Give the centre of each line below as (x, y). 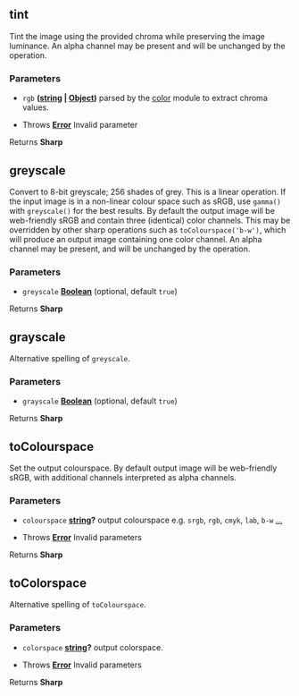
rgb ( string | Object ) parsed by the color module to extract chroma (145, 98)
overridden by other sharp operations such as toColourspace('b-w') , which (148, 229)
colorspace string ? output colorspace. (92, 647)
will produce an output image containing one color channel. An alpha (136, 239)
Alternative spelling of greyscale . (70, 359)
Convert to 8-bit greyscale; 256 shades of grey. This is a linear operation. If (148, 191)
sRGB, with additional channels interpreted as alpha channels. (123, 478)
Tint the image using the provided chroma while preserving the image (137, 36)
